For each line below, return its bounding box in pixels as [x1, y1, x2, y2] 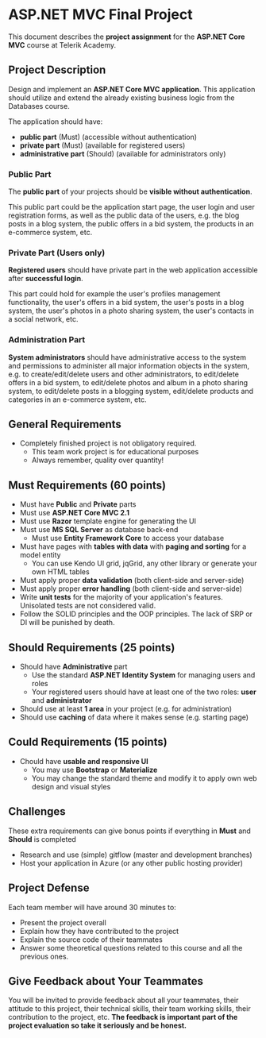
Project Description [8, 64, 106, 77]
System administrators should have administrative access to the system [8, 352, 246, 362]
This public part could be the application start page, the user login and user [8, 203, 256, 212]
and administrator [31, 696, 93, 705]
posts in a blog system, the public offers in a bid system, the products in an [8, 219, 254, 229]
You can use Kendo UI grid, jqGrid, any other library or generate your [31, 558, 257, 569]
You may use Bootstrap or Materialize [31, 765, 158, 774]
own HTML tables [31, 567, 90, 577]
